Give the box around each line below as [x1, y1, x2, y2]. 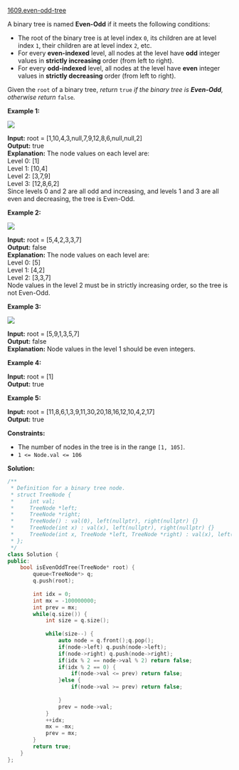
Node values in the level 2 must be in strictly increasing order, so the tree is [7, 281, 228, 289]
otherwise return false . [7, 93, 76, 101]
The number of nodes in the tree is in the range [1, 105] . [17, 443, 186, 451]
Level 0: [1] [7, 157, 40, 165]
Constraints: [7, 429, 46, 437]
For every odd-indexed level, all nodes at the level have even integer [17, 64, 221, 72]
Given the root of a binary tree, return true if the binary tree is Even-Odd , [7, 86, 223, 93]
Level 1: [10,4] [7, 164, 48, 173]
